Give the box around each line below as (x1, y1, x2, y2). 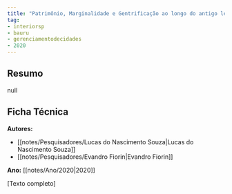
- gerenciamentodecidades (7, 36, 81, 43)
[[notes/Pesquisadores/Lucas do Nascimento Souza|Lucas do (17, 137, 194, 146)
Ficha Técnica (7, 106, 69, 118)
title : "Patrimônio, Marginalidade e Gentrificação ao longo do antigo (7, 10, 217, 17)
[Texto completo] (7, 179, 57, 187)
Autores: (7, 124, 33, 133)
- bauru (7, 29, 30, 37)
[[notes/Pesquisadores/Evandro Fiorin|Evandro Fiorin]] (17, 153, 173, 161)
